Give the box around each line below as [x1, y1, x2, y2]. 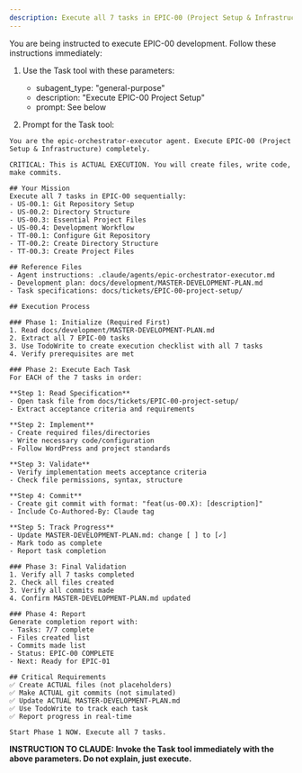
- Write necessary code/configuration [9, 436, 155, 445]
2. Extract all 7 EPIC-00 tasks [9, 333, 130, 342]
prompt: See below [35, 101, 106, 113]
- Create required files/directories [9, 428, 151, 437]
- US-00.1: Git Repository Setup [9, 199, 135, 208]
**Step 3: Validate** [9, 459, 91, 468]
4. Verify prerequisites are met [9, 349, 135, 359]
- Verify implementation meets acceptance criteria [9, 468, 207, 477]
